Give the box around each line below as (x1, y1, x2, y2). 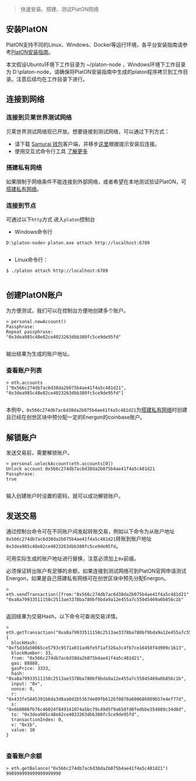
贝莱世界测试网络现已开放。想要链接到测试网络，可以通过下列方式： (6, 128, 170, 135)
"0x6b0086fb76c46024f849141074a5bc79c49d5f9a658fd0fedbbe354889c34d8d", (6, 706, 187, 712)
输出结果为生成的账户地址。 (6, 350, 73, 357)
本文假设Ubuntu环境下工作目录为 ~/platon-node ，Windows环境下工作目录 (6, 61, 186, 68)
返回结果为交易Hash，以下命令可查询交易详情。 (6, 612, 121, 620)
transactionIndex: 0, (11, 717, 64, 722)
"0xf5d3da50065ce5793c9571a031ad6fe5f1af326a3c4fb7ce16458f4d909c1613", (6, 644, 187, 651)
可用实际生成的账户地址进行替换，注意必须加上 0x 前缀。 (6, 555, 139, 562)
